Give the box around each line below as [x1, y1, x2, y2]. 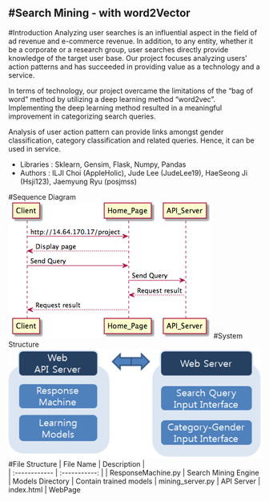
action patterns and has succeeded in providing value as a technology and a [8, 62, 260, 71]
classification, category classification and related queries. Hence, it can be [8, 136, 255, 145]
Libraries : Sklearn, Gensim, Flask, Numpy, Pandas [19, 160, 187, 169]
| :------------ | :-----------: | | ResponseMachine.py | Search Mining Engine [8, 468, 259, 478]
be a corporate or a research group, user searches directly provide [8, 44, 229, 55]
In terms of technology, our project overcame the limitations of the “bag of [8, 86, 254, 95]
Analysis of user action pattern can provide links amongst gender [8, 127, 224, 136]
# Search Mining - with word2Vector [8, 6, 191, 20]
